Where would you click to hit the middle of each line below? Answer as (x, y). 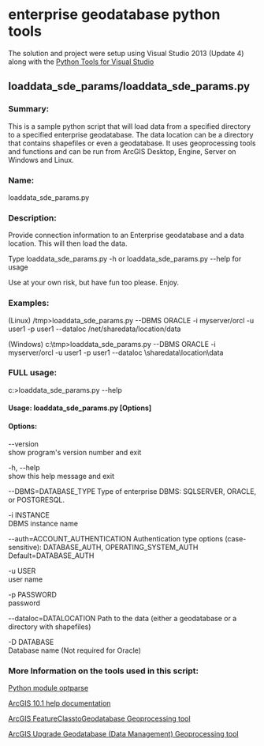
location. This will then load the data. (68, 243)
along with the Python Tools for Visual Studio (81, 62)
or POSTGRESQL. (37, 499)
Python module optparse (48, 688)
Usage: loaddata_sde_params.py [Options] (80, 408)
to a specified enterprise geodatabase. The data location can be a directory (131, 134)
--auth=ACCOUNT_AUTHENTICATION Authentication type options (115, 538)
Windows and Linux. (41, 160)
